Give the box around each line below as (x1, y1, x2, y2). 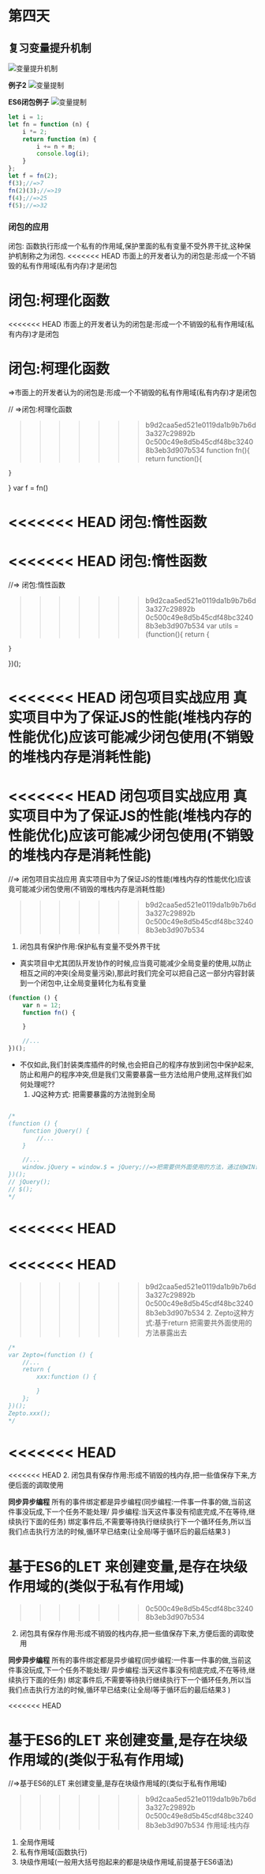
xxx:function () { (36, 1373, 97, 1381)
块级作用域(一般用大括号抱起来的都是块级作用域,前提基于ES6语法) (19, 1857, 234, 1867)
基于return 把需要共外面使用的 (154, 1318, 252, 1327)
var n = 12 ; (22, 1001, 62, 1009)
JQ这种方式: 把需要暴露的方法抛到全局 (31, 1090, 156, 1099)
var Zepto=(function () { (8, 1351, 93, 1359)
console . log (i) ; (36, 150, 90, 158)
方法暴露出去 (145, 1327, 188, 1337)
